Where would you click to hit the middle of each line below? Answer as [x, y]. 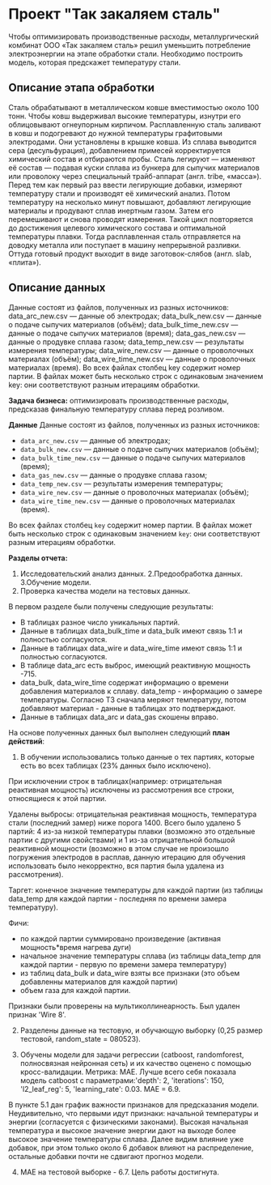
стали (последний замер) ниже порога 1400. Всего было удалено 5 [125, 822]
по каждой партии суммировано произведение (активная [120, 938]
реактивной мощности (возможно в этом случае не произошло [119, 848]
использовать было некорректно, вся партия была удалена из [116, 865]
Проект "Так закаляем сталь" [114, 14]
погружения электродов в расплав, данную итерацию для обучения [127, 857]
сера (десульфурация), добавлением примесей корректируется [119, 150]
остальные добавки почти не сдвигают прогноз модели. [106, 1156]
